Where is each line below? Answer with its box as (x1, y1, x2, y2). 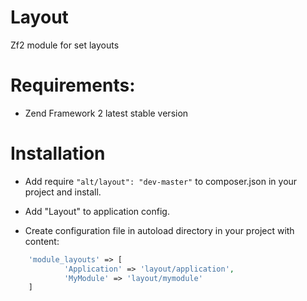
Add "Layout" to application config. (24, 205, 170, 217)
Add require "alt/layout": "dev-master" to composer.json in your (24, 175, 298, 187)
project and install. (24, 186, 102, 198)
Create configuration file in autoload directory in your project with (24, 224, 295, 236)
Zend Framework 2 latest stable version (24, 107, 189, 119)
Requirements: (10, 74, 136, 97)
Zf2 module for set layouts (10, 39, 120, 51)
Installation (10, 142, 106, 165)
